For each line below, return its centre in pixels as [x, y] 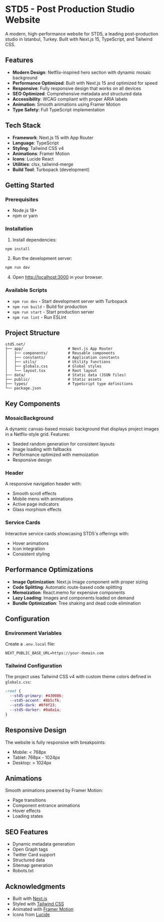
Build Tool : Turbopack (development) [51, 170]
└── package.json [23, 388]
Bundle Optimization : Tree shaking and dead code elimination [76, 603]
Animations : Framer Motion [41, 153]
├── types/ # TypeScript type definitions [69, 384]
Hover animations [30, 543]
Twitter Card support [34, 855]
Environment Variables [33, 633]
